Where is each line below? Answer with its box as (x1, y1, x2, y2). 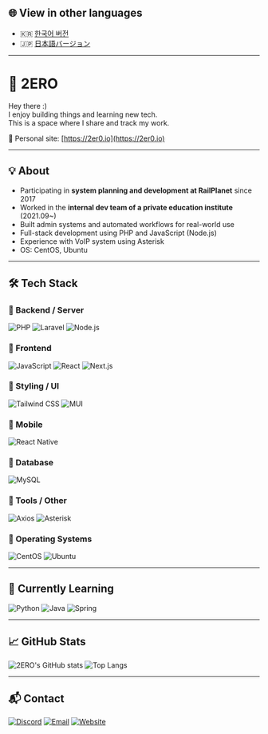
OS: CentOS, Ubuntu (19, 245, 88, 254)
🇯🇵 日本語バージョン (19, 38, 91, 48)
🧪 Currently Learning (8, 582, 114, 596)
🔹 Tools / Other (8, 495, 68, 506)
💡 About (8, 164, 50, 178)
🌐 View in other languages (8, 6, 143, 20)
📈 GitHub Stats (8, 635, 86, 648)
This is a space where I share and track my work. (8, 118, 170, 127)
